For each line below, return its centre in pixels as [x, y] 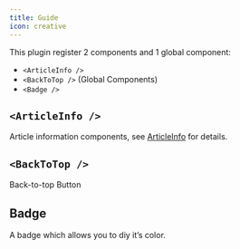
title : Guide [34, 18]
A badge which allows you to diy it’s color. [87, 235]
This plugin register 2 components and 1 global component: [120, 52]
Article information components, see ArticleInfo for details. [119, 137]
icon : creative [38, 26]
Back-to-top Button [45, 185]
